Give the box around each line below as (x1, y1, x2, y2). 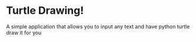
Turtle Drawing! (6, 4, 84, 17)
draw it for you (6, 29, 42, 36)
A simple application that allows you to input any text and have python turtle (6, 23, 190, 30)
